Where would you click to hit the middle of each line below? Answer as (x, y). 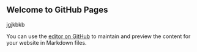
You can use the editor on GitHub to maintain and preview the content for (98, 36)
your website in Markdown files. (46, 42)
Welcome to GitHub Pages (57, 10)
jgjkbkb (16, 24)
